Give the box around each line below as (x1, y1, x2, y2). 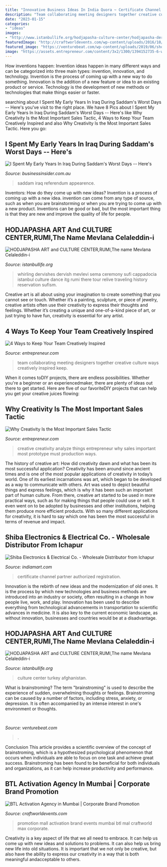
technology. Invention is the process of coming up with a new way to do (5, 73, 153, 79)
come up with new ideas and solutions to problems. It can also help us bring (5, 840, 161, 846)
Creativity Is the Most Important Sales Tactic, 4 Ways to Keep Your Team (5, 115, 154, 121)
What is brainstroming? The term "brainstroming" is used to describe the (5, 684, 154, 691)
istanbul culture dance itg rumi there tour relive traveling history (17, 276, 148, 282)
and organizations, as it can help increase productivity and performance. (5, 765, 154, 771)
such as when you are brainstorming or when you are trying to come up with (5, 201, 162, 207)
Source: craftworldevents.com (5, 810, 68, 816)
